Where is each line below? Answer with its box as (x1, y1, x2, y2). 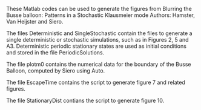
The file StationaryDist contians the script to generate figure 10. (6, 97, 165, 104)
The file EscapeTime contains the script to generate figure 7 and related (6, 79, 186, 86)
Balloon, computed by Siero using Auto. (6, 67, 105, 74)
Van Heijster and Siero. (6, 18, 64, 25)
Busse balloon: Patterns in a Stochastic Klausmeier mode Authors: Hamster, (6, 11, 196, 19)
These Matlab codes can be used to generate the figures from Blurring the (6, 5, 192, 12)
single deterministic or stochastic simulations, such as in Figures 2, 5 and (6, 36, 189, 43)
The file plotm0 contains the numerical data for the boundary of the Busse (6, 60, 191, 68)
